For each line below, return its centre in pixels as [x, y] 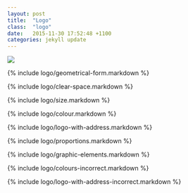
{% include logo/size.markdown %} [59, 100]
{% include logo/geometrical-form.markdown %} [79, 73]
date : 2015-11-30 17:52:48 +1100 [59, 33]
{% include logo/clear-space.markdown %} [70, 87]
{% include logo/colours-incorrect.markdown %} [78, 168]
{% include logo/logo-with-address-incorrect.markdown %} [94, 182]
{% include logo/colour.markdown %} [62, 114]
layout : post [26, 14]
